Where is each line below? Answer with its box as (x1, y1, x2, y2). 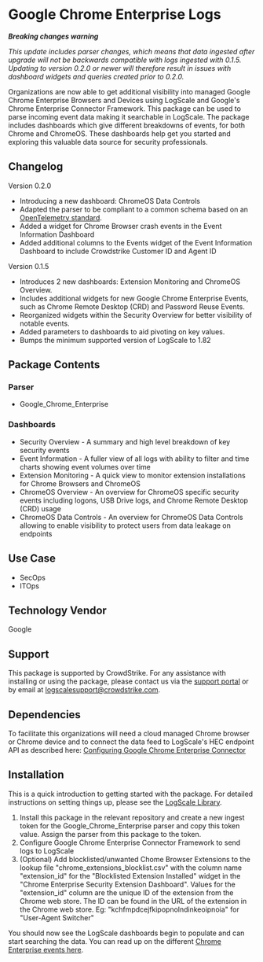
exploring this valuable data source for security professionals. (8, 137, 208, 146)
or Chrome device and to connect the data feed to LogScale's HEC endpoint (8, 737, 254, 746)
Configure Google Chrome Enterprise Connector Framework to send (19, 838, 241, 847)
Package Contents (8, 358, 100, 371)
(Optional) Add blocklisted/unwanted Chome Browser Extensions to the (19, 854, 251, 864)
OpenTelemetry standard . (19, 212, 102, 222)
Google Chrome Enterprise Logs (8, 6, 221, 24)
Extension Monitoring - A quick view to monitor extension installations (19, 470, 246, 480)
